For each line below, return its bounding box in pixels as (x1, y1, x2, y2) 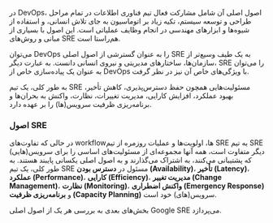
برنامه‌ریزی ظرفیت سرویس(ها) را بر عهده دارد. (9, 100, 153, 109)
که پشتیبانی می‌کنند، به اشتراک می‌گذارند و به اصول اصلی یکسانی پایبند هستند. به (9, 155, 253, 165)
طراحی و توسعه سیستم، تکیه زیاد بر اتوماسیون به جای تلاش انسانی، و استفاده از (9, 16, 252, 26)
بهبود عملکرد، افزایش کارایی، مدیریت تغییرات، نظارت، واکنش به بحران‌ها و (9, 91, 234, 101)
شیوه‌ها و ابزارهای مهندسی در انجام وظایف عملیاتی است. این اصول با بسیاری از (9, 25, 250, 34)
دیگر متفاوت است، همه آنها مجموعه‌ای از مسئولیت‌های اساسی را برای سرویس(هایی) (9, 147, 265, 157)
